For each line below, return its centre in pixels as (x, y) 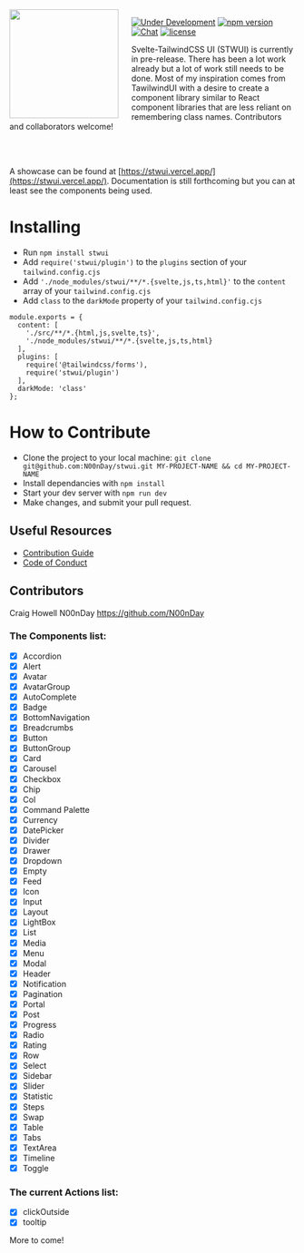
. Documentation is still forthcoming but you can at (201, 181)
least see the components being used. (81, 191)
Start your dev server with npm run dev (95, 493)
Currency (40, 819)
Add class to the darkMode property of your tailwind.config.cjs (142, 300)
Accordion (42, 656)
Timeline (39, 1158)
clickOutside (46, 1212)
